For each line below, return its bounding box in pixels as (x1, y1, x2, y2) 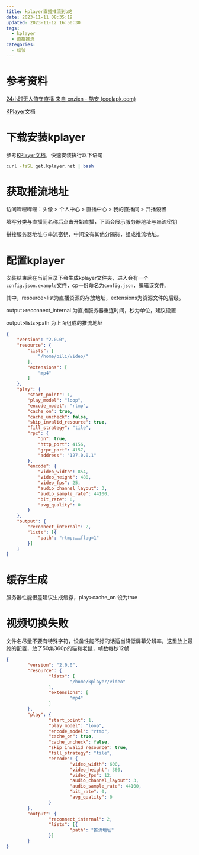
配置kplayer (6, 254, 65, 267)
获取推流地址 (6, 185, 69, 198)
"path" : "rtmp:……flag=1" (37, 535, 99, 541)
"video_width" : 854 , (37, 469, 89, 475)
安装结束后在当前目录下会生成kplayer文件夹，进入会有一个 (6, 275, 149, 282)
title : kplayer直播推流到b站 (6, 8, 73, 15)
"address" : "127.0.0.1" (37, 452, 97, 459)
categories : (6, 42, 36, 48)
